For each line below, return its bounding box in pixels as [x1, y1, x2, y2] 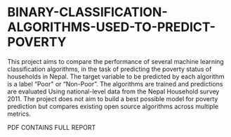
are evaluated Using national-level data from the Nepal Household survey [7, 87, 220, 96]
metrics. [7, 110, 32, 118]
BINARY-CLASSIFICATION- [7, 4, 168, 20]
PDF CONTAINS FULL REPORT [7, 123, 96, 131]
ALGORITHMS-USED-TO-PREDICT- [7, 19, 216, 35]
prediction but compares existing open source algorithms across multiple [7, 102, 219, 110]
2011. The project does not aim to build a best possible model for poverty [7, 94, 218, 103]
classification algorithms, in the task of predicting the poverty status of [7, 65, 212, 73]
